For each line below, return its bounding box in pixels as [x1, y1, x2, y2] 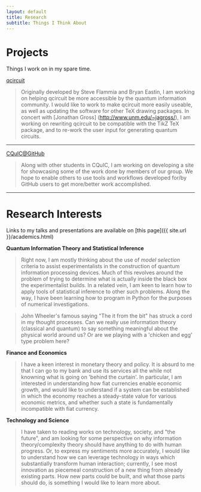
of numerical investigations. [20, 301, 90, 308]
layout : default [6, 8, 47, 15]
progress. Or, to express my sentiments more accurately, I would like [20, 447, 190, 454]
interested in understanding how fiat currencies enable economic [20, 380, 182, 387]
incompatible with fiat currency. [20, 405, 99, 413]
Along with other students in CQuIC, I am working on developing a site [20, 162, 194, 169]
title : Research [6, 14, 47, 20]
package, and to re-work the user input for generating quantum [20, 127, 178, 134]
